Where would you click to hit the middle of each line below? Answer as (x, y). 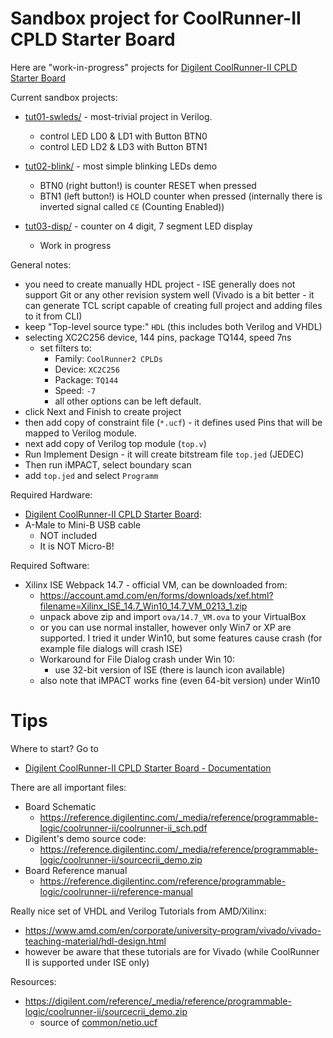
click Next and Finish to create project (103, 411)
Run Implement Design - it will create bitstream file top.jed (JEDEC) (164, 454)
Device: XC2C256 (87, 369)
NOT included (68, 535)
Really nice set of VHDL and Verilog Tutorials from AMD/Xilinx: (138, 911)
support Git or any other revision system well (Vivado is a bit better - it (169, 294)
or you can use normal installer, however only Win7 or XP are (165, 627)
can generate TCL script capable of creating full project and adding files (173, 305)
